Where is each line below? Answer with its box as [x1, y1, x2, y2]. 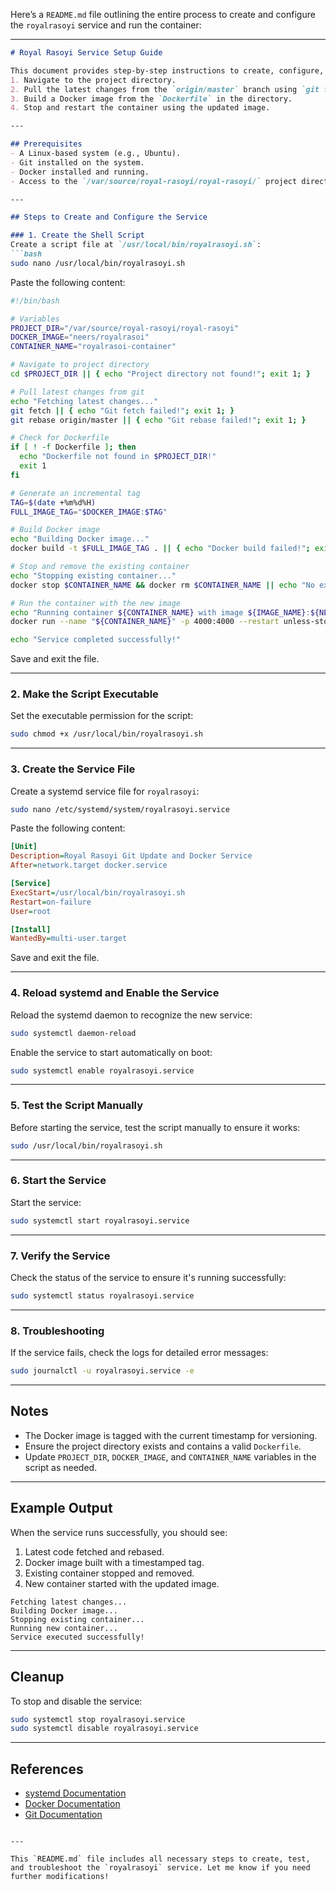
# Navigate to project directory [10, 360, 150, 370]
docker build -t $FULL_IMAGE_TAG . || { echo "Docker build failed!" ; [10, 544, 311, 554]
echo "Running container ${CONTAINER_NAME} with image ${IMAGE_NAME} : [10, 607, 311, 618]
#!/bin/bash [10, 295, 60, 306]
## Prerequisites [10, 139, 83, 149]
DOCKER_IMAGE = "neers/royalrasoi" [10, 332, 150, 343]
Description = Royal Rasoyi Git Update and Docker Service [10, 851, 253, 861]
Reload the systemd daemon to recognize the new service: [10, 1009, 253, 1021]
